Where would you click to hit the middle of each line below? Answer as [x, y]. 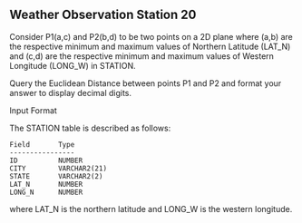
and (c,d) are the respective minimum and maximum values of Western [142, 56]
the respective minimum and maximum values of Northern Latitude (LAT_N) [150, 46]
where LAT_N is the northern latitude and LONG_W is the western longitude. [151, 208]
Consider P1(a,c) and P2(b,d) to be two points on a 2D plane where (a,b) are [151, 36]
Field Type [42, 144]
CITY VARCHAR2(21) [58, 168]
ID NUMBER [46, 160]
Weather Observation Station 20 [103, 15]
